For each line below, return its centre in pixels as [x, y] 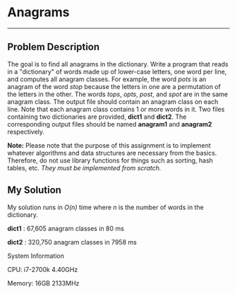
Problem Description [54, 47]
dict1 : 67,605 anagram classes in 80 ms [66, 228]
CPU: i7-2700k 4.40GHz [43, 269]
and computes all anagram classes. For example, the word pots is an [107, 79]
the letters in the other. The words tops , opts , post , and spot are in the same [117, 94]
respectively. [26, 131]
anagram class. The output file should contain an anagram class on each [113, 101]
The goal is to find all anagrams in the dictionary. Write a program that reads [118, 64]
